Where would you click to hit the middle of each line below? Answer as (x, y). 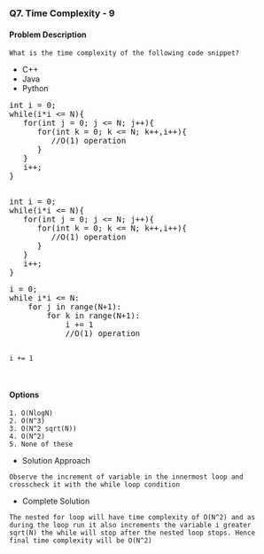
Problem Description (48, 35)
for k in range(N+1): (93, 316)
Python (35, 89)
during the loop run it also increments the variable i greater (130, 526)
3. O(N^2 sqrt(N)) (43, 429)
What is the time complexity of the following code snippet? (124, 53)
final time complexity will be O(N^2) (81, 541)
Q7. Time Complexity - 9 (62, 13)
